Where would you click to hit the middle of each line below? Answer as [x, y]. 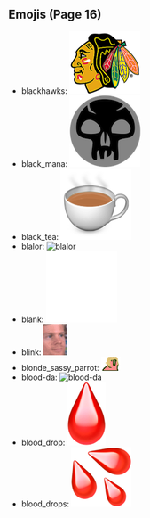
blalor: [33, 246]
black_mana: [44, 163]
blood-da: [39, 377]
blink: [31, 352]
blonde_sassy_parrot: [60, 367]
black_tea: [40, 236]
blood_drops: [45, 504]
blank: [32, 319]
